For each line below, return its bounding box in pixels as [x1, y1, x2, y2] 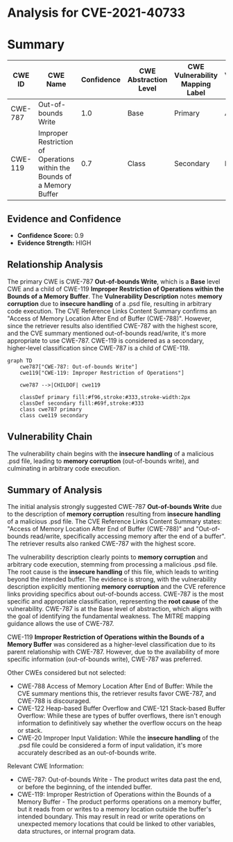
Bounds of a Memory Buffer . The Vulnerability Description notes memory [7, 292, 223, 300]
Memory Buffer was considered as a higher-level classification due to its [7, 640, 216, 649]
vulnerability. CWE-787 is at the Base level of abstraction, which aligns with [7, 605, 223, 613]
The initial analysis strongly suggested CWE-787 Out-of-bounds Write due [7, 503, 222, 511]
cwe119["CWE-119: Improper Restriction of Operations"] [19, 369, 185, 376]
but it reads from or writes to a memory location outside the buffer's [17, 805, 212, 813]
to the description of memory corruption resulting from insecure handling [7, 510, 221, 519]
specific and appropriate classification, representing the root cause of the [7, 597, 218, 606]
